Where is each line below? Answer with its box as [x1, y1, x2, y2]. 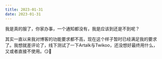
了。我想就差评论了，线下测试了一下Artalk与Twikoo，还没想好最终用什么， [5, 42, 158, 48]
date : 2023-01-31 [5, 12, 41, 17]
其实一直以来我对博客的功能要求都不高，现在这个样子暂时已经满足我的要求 [5, 36, 157, 42]
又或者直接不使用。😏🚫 [5, 48, 52, 54]
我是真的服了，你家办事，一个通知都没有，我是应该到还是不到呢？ [5, 25, 140, 32]
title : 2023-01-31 [5, 7, 43, 12]
